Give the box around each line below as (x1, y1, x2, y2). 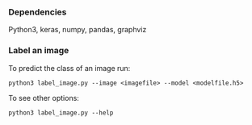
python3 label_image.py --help (8, 108, 114, 117)
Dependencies (8, 6, 67, 18)
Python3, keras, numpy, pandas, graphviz (8, 25, 147, 35)
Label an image (8, 45, 69, 56)
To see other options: (8, 93, 79, 102)
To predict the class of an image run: (8, 63, 131, 73)
